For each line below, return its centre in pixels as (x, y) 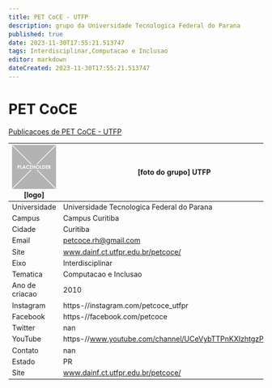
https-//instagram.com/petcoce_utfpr (126, 305)
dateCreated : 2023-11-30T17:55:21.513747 (79, 69)
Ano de (24, 285)
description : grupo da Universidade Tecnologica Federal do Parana (125, 25)
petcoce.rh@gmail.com (102, 240)
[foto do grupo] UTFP (174, 172)
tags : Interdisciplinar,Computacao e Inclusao (88, 51)
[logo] (34, 195)
